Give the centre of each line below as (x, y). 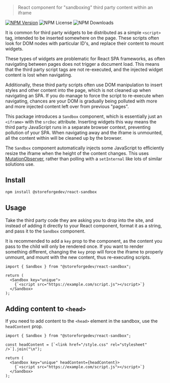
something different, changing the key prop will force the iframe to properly (84, 251)
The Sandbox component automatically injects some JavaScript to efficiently (85, 148)
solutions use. (20, 164)
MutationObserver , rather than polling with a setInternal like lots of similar (84, 159)
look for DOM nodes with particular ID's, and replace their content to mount (85, 43)
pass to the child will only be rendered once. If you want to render (75, 246)
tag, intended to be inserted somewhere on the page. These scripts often (82, 38)
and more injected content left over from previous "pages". (67, 106)
